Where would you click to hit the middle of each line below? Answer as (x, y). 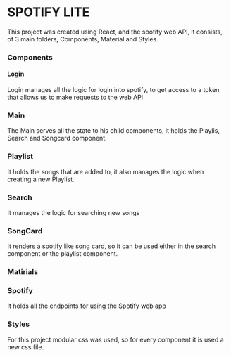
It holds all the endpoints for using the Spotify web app (87, 306)
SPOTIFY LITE (49, 12)
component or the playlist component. (63, 254)
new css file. (26, 347)
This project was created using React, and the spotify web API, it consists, (115, 32)
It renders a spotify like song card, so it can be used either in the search (112, 246)
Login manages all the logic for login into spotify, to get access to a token (113, 90)
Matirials (23, 272)
